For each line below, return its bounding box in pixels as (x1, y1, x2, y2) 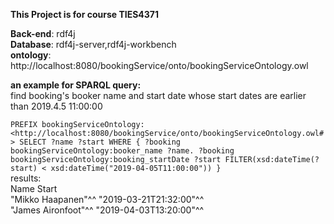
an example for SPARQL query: (10, 79, 142, 91)
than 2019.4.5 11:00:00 (10, 100, 103, 112)
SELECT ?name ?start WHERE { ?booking (19, 137, 182, 147)
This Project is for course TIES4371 (10, 9, 160, 20)
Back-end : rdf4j (10, 28, 76, 39)
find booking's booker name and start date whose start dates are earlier (10, 90, 307, 101)
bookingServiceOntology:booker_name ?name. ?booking (10, 146, 235, 156)
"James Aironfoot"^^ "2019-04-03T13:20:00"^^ (10, 204, 205, 216)
